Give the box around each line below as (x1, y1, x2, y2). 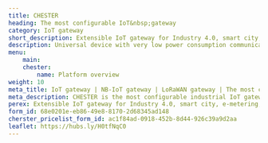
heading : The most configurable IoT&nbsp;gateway (8, 19, 177, 27)
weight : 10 (8, 78, 45, 86)
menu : (8, 48, 26, 56)
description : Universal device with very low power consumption (8, 41, 227, 49)
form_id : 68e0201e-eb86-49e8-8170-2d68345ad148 (8, 108, 170, 116)
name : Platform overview (37, 71, 120, 79)
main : (22, 56, 41, 64)
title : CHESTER (8, 11, 59, 20)
